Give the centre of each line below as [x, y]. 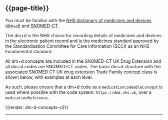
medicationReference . [27, 97]
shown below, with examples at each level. [49, 77]
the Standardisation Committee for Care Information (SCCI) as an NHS [77, 46]
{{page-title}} [27, 8]
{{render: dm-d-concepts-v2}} [37, 107]
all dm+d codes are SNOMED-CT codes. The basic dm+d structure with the [83, 66]
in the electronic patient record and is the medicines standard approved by [82, 41]
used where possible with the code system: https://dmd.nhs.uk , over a [78, 92]
